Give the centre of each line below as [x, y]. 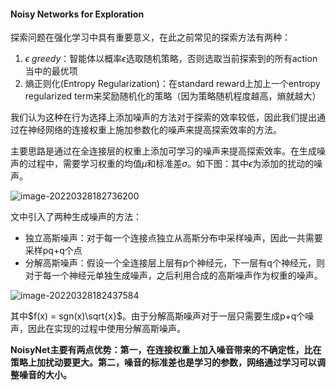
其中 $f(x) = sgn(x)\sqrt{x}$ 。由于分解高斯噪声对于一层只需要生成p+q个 [158, 316]
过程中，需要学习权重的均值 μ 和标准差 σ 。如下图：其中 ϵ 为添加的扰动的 [171, 164]
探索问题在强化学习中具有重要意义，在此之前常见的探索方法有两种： [150, 37]
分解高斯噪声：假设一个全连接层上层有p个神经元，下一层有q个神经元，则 [174, 263]
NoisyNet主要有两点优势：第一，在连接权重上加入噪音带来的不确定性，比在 [166, 350]
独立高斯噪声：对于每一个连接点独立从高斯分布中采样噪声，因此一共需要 [173, 238]
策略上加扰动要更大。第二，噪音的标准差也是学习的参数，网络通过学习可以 [163, 362]
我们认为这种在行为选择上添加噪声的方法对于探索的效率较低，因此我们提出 [163, 117]
